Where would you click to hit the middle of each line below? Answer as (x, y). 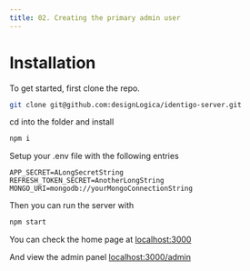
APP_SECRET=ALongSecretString (67, 173)
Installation (53, 62)
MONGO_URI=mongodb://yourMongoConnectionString (101, 189)
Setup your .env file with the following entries (94, 156)
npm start (28, 222)
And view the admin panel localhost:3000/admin (100, 257)
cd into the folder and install (62, 122)
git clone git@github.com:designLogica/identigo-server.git (126, 105)
